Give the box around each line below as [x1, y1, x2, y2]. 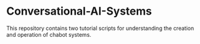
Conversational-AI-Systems [6, 4, 152, 18]
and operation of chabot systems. [6, 31, 92, 38]
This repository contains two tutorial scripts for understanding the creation [6, 24, 194, 32]
